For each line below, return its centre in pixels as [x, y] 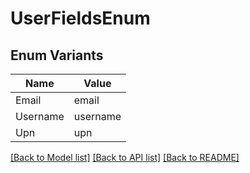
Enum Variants [57, 55]
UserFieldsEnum [80, 18]
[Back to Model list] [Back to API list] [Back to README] [125, 157]
